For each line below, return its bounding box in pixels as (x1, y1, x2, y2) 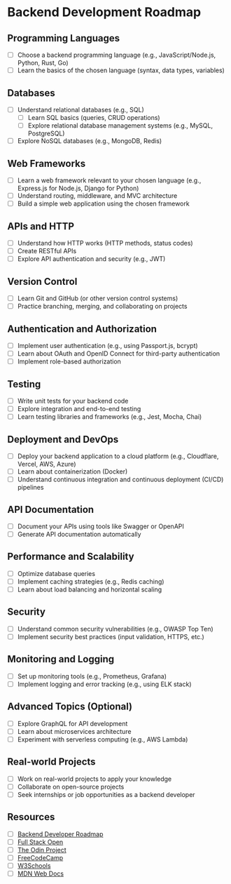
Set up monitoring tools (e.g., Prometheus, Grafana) (17, 671, 167, 681)
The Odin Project (17, 845, 66, 854)
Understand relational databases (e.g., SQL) (17, 105, 145, 114)
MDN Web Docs (17, 869, 64, 878)
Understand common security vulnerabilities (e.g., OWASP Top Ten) (17, 624, 213, 633)
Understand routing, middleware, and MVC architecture (17, 192, 178, 200)
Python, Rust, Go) (17, 59, 69, 67)
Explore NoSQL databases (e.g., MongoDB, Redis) (17, 137, 162, 145)
